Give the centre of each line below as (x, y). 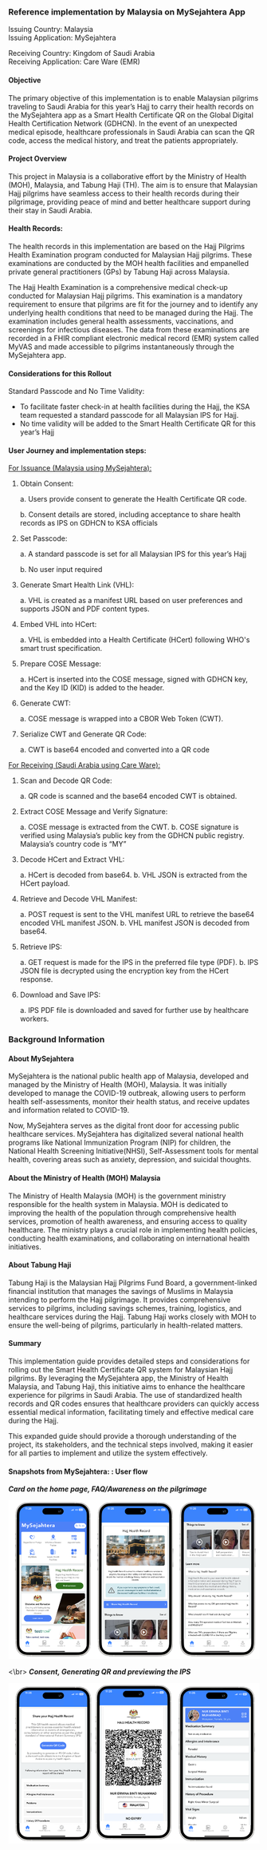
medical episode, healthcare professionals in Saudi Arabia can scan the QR (132, 132)
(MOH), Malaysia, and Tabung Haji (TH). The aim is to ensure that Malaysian (133, 185)
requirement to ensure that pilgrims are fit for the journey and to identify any (133, 304)
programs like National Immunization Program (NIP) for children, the (120, 1143)
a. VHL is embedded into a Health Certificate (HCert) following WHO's (135, 640)
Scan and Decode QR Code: (66, 780)
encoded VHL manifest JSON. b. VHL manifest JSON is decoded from (134, 923)
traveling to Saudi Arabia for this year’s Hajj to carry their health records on (131, 106)
